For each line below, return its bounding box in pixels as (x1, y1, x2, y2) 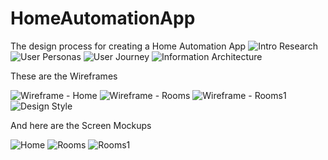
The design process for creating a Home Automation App (10, 40, 247, 52)
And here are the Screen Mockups (10, 119, 152, 131)
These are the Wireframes (10, 70, 118, 82)
